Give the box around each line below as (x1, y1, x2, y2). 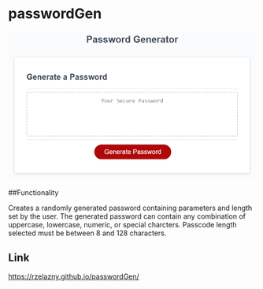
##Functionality (8, 187, 59, 197)
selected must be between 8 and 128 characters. (8, 228, 167, 238)
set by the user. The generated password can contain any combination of (8, 211, 246, 221)
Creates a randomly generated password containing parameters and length (8, 203, 253, 212)
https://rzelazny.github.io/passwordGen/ (8, 272, 139, 281)
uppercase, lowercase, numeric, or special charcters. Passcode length (8, 220, 237, 229)
